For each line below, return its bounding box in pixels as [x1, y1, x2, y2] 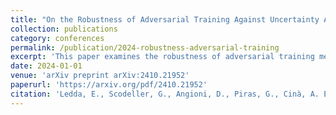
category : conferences [10, 33, 105, 43]
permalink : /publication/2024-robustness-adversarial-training [10, 42, 280, 53]
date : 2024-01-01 [10, 61, 83, 71]
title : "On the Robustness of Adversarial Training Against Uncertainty [10, 14, 320, 25]
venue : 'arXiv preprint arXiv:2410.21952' [10, 71, 190, 81]
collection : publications [10, 24, 118, 34]
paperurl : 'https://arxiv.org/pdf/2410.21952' [10, 80, 208, 90]
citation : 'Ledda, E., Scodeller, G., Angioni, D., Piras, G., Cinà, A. [10, 89, 320, 99]
